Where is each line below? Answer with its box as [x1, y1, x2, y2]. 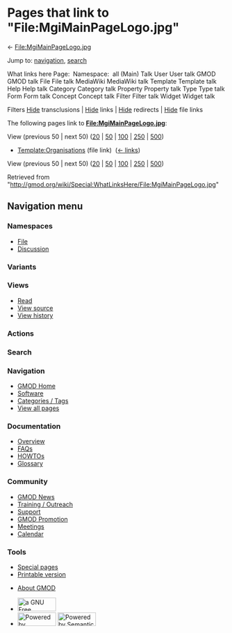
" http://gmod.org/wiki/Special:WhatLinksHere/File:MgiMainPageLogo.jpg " [7, 180, 219, 189]
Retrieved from [7, 173, 50, 181]
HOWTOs [17, 452, 45, 460]
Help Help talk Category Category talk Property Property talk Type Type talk [7, 84, 225, 93]
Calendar [17, 529, 44, 538]
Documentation [7, 421, 61, 431]
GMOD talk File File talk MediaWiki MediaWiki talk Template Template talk [7, 77, 217, 85]
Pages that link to [7, 5, 110, 21]
